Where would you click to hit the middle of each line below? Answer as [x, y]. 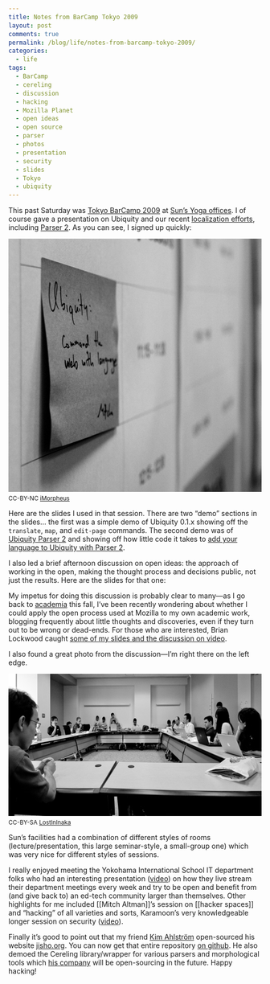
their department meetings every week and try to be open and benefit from [133, 888]
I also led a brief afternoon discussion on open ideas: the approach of [124, 564]
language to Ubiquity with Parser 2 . [67, 547]
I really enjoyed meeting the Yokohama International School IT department [131, 870]
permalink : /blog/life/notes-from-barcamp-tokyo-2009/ [102, 43]
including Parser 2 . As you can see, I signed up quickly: [100, 228]
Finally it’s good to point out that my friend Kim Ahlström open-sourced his [132, 937]
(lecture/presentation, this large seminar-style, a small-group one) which [129, 846]
